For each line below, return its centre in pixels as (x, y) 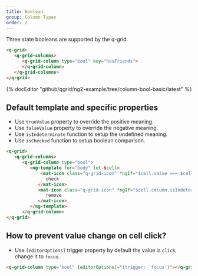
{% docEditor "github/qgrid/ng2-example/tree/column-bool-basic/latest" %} (99, 89)
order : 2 (17, 22)
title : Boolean (25, 12)
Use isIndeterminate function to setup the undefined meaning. (91, 134)
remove (54, 196)
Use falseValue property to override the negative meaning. (86, 128)
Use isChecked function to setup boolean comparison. (80, 141)
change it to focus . (37, 256)
